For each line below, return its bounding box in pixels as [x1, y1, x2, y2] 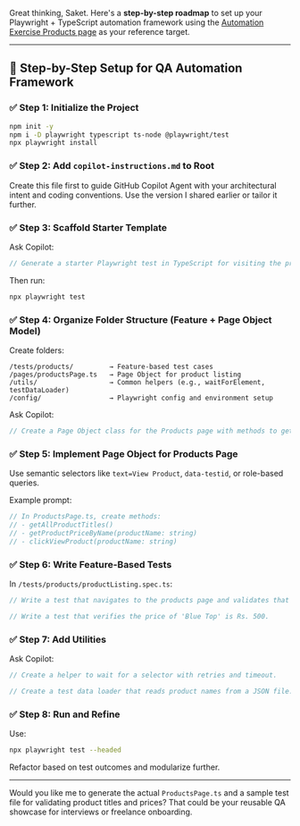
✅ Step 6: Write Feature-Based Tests [9, 558, 172, 570]
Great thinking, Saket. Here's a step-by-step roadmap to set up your [9, 8, 263, 18]
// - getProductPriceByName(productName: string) [9, 528, 198, 537]
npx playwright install [9, 139, 98, 147]
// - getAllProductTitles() [9, 520, 114, 529]
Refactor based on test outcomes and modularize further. [9, 762, 221, 772]
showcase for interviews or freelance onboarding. [9, 806, 193, 817]
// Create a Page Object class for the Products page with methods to [9, 426, 278, 435]
